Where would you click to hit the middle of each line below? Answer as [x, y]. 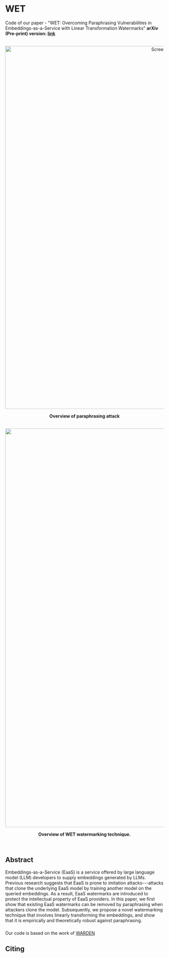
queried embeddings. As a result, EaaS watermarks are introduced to [77, 893]
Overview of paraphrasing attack [84, 416]
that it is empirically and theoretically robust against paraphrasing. [74, 920]
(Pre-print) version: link [30, 33]
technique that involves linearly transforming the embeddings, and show [80, 915]
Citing [15, 949]
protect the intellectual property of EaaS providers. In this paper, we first [80, 899]
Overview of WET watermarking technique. [84, 834]
